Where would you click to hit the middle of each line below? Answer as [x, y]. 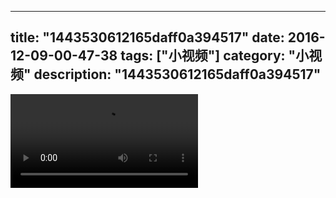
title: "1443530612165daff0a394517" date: [147, 37]
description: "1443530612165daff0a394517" [177, 74]
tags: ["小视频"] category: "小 [215, 56]
